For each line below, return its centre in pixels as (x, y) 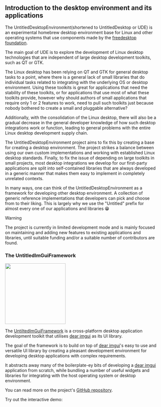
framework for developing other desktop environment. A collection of (74, 193)
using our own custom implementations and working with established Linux (80, 153)
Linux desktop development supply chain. (47, 133)
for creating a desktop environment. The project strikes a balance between (80, 147)
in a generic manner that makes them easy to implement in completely (75, 173)
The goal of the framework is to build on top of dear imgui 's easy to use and (81, 346)
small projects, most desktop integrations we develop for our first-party (76, 163)
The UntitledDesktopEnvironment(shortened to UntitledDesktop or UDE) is (79, 27)
